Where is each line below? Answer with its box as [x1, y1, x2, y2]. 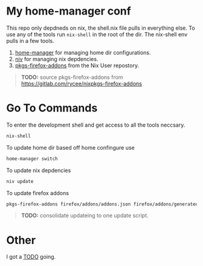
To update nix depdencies [6, 167, 71, 174]
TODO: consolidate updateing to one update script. [21, 212, 149, 219]
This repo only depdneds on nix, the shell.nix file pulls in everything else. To [6, 24, 195, 32]
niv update [6, 178, 34, 184]
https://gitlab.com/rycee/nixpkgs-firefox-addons [21, 80, 143, 87]
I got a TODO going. [6, 253, 56, 261]
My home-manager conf [6, 4, 131, 18]
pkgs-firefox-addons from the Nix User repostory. [14, 62, 140, 69]
